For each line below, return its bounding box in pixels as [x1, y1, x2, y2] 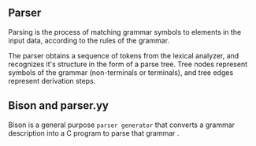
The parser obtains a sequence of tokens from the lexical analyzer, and [8, 51, 239, 60]
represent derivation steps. [8, 76, 96, 85]
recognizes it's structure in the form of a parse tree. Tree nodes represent [8, 59, 248, 69]
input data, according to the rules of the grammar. [8, 36, 170, 45]
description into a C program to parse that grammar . [8, 128, 180, 137]
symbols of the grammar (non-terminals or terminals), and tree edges [8, 67, 234, 77]
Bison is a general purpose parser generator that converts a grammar [8, 120, 235, 129]
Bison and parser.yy [8, 99, 109, 113]
